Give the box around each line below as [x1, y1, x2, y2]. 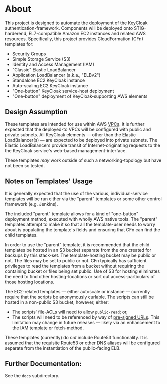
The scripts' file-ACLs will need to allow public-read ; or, [12, 309, 128, 315]
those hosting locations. [5, 279, 55, 285]
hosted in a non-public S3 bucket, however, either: [5, 299, 109, 305]
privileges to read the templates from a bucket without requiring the [5, 263, 144, 269]
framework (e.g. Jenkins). [5, 201, 58, 207]
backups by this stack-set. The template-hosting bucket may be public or [5, 252, 156, 258]
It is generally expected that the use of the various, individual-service [5, 190, 148, 196]
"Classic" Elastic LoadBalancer [12, 66, 76, 73]
